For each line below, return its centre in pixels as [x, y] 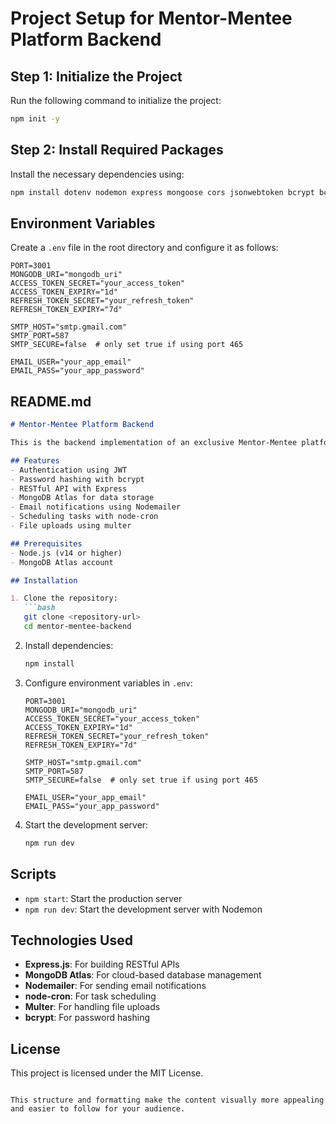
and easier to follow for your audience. [98, 1109]
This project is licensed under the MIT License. [107, 1073]
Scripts [33, 874]
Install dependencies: [69, 645]
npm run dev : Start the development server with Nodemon [143, 909]
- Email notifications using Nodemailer [96, 507]
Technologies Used [71, 940]
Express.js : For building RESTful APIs [102, 964]
